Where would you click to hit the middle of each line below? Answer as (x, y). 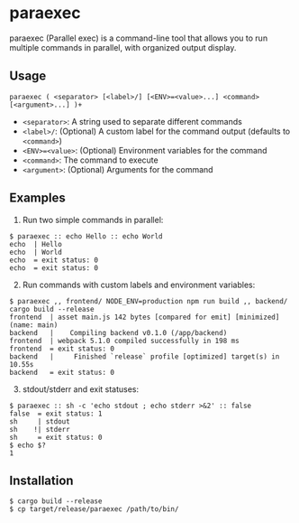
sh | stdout (40, 421)
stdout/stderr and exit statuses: (81, 389)
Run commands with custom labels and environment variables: (139, 285)
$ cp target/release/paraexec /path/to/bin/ (94, 509)
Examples (37, 198)
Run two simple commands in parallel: (93, 219)
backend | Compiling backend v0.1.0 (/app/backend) (118, 332)
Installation (41, 480)
